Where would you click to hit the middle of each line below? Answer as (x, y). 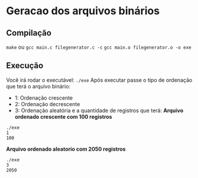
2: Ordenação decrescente (47, 104)
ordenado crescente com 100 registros (63, 116)
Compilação (29, 33)
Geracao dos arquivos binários (83, 11)
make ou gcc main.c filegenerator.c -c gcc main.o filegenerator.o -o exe (99, 47)
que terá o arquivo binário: (38, 86)
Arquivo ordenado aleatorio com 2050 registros (66, 149)
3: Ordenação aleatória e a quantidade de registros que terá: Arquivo (99, 110)
